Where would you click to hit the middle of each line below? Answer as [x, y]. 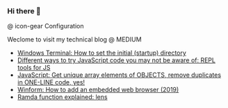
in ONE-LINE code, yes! [51, 82]
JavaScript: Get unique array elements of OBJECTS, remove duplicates [119, 75]
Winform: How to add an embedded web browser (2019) [98, 90]
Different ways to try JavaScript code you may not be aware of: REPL [116, 60]
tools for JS [34, 68]
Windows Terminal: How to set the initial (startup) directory [101, 53]
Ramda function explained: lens [62, 97]
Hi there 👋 [24, 11]
